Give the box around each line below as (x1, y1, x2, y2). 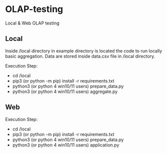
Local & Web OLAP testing (5, 20, 60, 26)
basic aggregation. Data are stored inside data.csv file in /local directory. (5, 53, 155, 59)
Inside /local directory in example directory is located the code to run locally (5, 47, 162, 53)
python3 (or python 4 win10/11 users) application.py (12, 141, 119, 148)
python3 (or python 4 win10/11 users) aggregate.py (12, 88, 118, 94)
